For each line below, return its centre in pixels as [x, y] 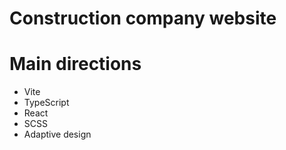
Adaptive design [57, 134]
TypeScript [46, 103]
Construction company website [143, 18]
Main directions [75, 64]
